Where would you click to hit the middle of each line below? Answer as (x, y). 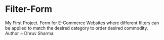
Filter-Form (29, 9)
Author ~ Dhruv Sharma (29, 33)
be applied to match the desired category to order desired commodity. (77, 28)
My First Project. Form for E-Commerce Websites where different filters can (82, 23)
